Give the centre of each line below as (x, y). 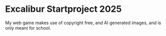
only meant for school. (28, 28)
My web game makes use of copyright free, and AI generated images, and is (83, 23)
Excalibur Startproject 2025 (63, 9)
